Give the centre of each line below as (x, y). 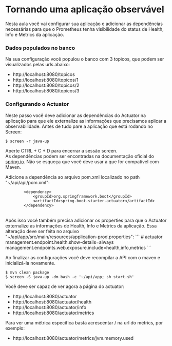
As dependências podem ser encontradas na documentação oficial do (80, 156)
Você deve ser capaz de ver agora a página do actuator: (65, 286)
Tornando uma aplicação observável (85, 9)
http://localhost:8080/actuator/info (49, 307)
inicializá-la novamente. (30, 263)
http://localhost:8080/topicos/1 (45, 80)
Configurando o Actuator (37, 104)
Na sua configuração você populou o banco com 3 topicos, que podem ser (85, 59)
